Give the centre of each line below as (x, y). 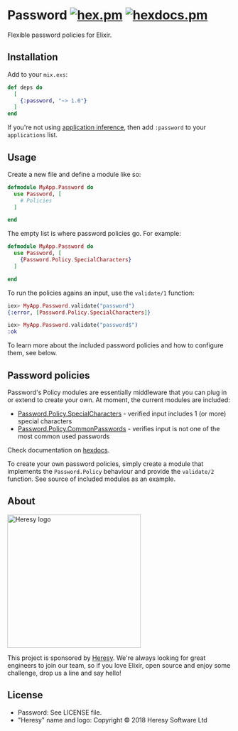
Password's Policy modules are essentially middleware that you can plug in (117, 392)
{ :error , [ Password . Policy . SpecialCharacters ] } (79, 313)
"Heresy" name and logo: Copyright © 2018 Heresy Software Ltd (112, 720)
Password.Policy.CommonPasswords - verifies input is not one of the (119, 429)
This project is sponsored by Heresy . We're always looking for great (107, 658)
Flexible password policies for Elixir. (60, 35)
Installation (33, 57)
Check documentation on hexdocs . (59, 450)
